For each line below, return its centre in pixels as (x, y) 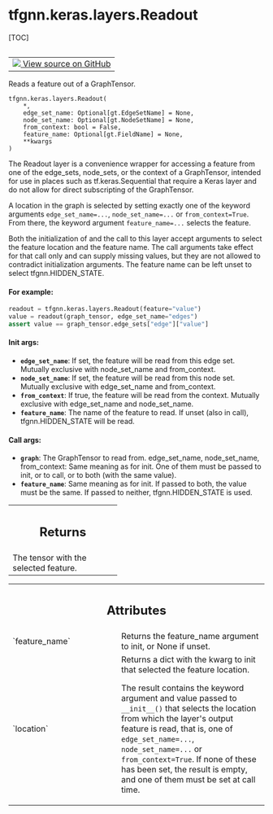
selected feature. (45, 567)
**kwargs (38, 141)
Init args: (24, 343)
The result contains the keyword (183, 688)
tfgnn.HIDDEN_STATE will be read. (78, 421)
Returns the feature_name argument (190, 637)
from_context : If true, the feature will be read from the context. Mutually (140, 395)
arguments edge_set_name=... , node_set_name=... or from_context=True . (129, 214)
